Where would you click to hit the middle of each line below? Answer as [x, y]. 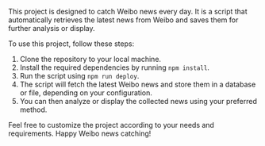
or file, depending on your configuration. [86, 93]
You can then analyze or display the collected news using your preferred [138, 101]
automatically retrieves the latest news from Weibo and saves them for [123, 20]
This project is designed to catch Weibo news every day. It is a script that [128, 12]
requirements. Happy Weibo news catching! [80, 133]
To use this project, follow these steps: [71, 44]
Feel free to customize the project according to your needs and [111, 125]
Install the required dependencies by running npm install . [115, 67]
